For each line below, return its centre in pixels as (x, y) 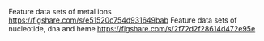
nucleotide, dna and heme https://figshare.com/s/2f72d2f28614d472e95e (132, 29)
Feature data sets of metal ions (60, 12)
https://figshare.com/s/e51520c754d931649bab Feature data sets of (123, 20)
